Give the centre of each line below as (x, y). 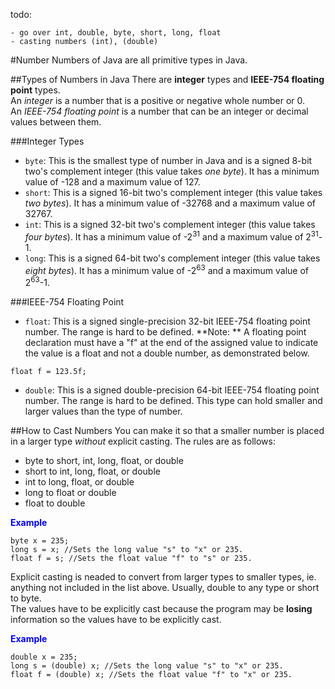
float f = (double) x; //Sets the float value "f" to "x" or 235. (151, 674)
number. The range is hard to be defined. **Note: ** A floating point (165, 331)
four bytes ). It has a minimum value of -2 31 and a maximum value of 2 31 (171, 236)
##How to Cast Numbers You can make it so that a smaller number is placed (167, 430)
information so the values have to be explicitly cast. (116, 619)
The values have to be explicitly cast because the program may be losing (161, 608)
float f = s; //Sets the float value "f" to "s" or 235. (131, 558)
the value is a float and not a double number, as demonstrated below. (167, 353)
